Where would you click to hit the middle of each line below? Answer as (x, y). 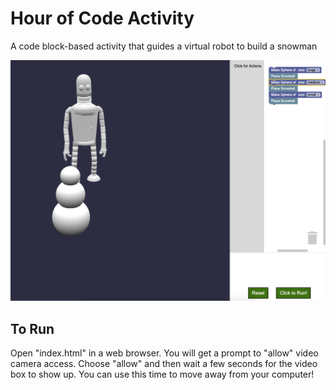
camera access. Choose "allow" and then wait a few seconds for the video (164, 364)
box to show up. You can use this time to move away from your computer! (162, 374)
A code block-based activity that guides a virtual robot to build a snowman (164, 46)
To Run (32, 328)
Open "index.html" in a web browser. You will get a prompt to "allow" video (164, 353)
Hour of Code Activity (102, 18)
